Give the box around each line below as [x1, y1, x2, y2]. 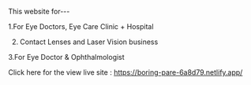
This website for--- [8, 7, 70, 16]
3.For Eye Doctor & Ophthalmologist [8, 53, 125, 61]
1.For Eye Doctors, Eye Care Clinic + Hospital [8, 22, 154, 31]
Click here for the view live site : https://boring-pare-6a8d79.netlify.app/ [8, 68, 243, 77]
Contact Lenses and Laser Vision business [19, 37, 159, 46]
